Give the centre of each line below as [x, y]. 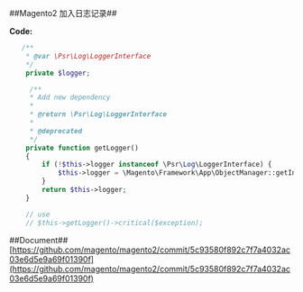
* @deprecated [56, 131]
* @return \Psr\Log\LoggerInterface [98, 114]
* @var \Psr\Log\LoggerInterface [88, 56]
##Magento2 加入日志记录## [63, 13]
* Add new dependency [70, 97]
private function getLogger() [83, 148]
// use [38, 214]
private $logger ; [58, 73]
